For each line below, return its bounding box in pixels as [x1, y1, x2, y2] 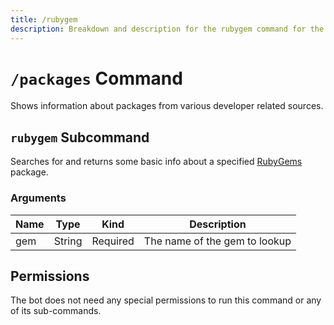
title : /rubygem [10, 14, 78, 25]
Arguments [10, 191, 67, 205]
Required [91, 234, 135, 248]
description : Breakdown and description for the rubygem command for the [10, 24, 325, 34]
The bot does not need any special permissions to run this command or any [10, 294, 322, 306]
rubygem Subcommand [10, 129, 150, 146]
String [53, 234, 83, 248]
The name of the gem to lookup [143, 234, 292, 248]
